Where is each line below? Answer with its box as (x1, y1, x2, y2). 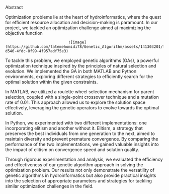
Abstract (5, 5, 23, 10)
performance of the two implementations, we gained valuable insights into (5, 141, 159, 147)
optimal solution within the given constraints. (5, 79, 98, 85)
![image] (68, 40, 87, 45)
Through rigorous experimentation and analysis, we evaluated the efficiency (5, 156, 163, 162)
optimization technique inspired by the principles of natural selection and (5, 63, 156, 69)
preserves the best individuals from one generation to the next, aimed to (5, 131, 155, 137)
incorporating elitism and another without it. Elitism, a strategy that (5, 125, 143, 131)
